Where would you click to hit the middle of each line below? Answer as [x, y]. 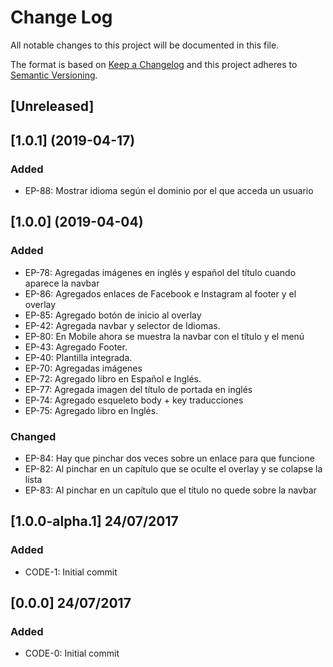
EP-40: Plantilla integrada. [78, 357]
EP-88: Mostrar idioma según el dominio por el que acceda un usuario [169, 191]
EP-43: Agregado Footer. [76, 347]
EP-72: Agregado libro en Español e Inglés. [113, 378]
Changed [33, 436]
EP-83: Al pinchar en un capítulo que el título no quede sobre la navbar [170, 490]
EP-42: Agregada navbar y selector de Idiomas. [122, 325]
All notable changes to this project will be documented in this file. [145, 45]
